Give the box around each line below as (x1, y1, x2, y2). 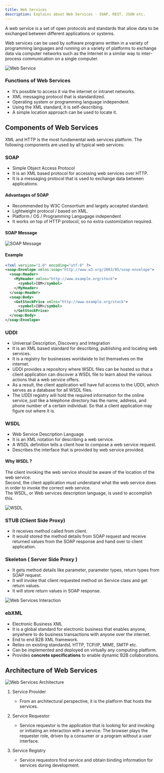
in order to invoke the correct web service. (5, 485, 91, 490)
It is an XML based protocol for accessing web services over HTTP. (12, 170, 148, 176)
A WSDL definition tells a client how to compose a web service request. (12, 442, 157, 448)
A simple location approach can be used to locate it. (12, 109, 117, 115)
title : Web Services (5, 7, 47, 12)
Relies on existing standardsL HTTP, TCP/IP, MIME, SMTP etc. (12, 642, 138, 647)
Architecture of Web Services (5, 666, 98, 674)
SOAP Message (5, 230, 38, 235)
